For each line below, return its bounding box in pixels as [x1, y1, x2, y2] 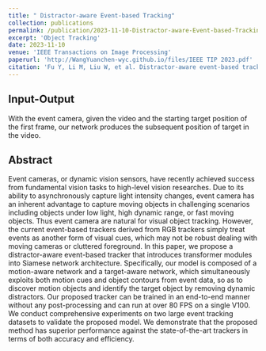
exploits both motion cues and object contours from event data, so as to [8, 275, 243, 285]
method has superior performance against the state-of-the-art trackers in [8, 326, 249, 335]
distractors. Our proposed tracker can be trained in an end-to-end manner [8, 292, 251, 302]
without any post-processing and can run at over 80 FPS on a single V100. [8, 300, 251, 310]
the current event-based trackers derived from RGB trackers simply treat [8, 225, 245, 235]
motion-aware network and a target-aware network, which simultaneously [8, 267, 251, 277]
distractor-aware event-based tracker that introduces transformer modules [8, 250, 253, 260]
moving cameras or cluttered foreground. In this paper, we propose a [8, 242, 234, 251]
